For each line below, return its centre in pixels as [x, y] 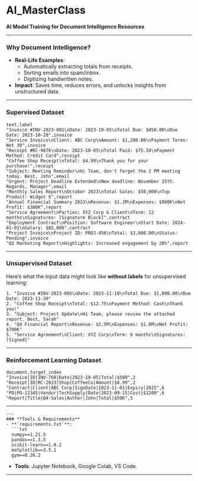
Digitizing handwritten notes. [58, 79]
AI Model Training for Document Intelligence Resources [75, 27]
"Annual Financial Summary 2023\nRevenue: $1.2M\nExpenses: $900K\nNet [96, 202]
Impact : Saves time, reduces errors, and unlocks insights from [90, 85]
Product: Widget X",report [39, 197]
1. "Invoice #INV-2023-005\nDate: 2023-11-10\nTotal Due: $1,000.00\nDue [99, 293]
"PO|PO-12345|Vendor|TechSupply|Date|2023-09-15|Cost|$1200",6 [85, 393]
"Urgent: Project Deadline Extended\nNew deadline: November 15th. [91, 181]
